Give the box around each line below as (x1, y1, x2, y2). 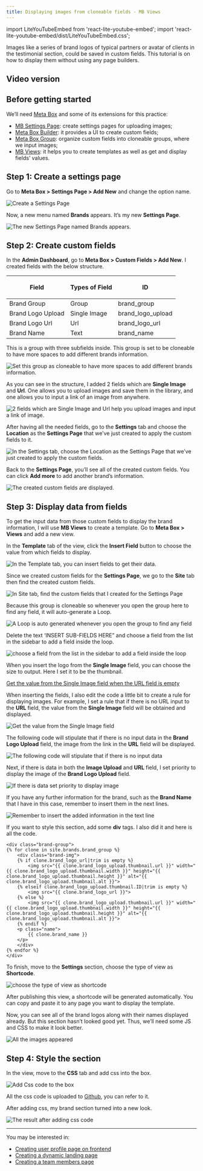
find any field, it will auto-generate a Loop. (6, 608, 112, 616)
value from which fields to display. (6, 549, 92, 556)
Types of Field (70, 283, 112, 292)
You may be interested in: (6, 1134, 70, 1141)
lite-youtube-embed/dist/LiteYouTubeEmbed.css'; (6, 31, 130, 39)
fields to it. (6, 436, 33, 444)
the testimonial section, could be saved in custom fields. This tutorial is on (6, 50, 190, 57)
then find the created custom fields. (6, 578, 95, 586)
